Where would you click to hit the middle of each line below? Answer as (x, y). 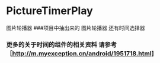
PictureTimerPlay (49, 11)
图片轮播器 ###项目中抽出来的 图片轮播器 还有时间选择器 (76, 28)
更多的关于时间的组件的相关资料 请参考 (62, 44)
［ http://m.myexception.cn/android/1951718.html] (80, 53)
